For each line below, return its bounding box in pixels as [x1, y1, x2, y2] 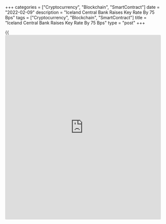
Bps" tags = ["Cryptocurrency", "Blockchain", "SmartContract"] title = [5, 15, 147, 20]
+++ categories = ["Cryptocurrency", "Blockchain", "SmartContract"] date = [5, 4, 160, 10]
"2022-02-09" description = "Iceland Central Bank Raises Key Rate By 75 [5, 9, 155, 15]
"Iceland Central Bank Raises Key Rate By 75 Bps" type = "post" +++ [5, 20, 145, 26]
